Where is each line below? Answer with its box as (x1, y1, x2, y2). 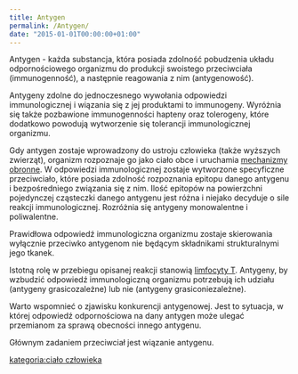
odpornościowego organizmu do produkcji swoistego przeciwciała (9, 63, 253, 74)
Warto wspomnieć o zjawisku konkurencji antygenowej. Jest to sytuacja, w (9, 301, 284, 312)
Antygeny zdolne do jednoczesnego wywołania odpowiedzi (9, 90, 228, 101)
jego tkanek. (9, 248, 55, 258)
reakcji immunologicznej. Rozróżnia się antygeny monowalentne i (9, 202, 249, 213)
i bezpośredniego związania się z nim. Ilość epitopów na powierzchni (9, 183, 262, 194)
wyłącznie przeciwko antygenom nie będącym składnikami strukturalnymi (9, 238, 279, 249)
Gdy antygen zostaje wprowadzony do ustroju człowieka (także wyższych (9, 145, 281, 156)
